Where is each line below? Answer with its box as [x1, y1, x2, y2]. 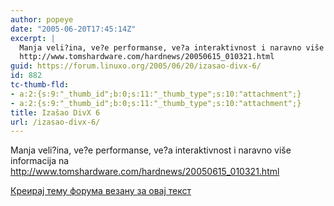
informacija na [10, 155, 70, 167]
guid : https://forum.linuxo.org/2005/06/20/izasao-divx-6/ [10, 61, 262, 71]
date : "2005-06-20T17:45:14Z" [10, 24, 137, 34]
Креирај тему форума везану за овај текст [10, 185, 192, 197]
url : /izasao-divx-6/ [10, 117, 101, 127]
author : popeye [10, 14, 74, 25]
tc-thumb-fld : [10, 80, 70, 90]
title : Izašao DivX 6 [10, 107, 101, 118]
